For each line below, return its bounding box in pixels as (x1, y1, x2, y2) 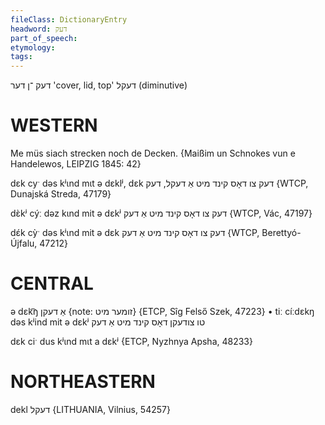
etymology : (10, 42, 56, 53)
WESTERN (10, 114, 98, 137)
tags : (10, 52, 33, 62)
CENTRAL (10, 272, 94, 295)
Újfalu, (10, 237, 38, 250)
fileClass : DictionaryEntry (10, 14, 128, 25)
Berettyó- (261, 227, 302, 239)
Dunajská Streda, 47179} (10, 188, 112, 200)
